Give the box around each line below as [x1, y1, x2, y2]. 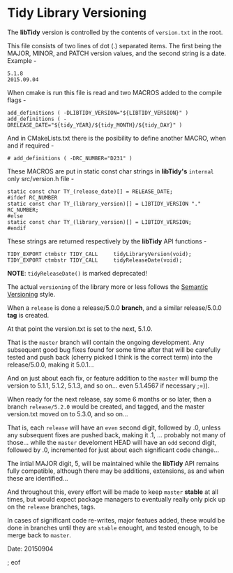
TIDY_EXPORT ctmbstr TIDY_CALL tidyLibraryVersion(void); [7, 250, 192, 257]
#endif [7, 225, 27, 232]
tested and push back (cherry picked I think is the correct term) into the [7, 353, 213, 361]
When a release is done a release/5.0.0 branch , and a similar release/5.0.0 [7, 303, 222, 312]
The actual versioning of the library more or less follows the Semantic [7, 282, 209, 291]
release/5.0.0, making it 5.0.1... [7, 360, 94, 369]
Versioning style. [7, 290, 56, 298]
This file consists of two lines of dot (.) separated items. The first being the [7, 41, 222, 50]
